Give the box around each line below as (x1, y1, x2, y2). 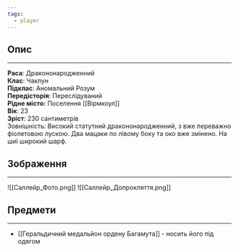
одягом (17, 236, 41, 246)
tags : (7, 10, 23, 18)
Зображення (7, 157, 68, 169)
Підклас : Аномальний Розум (7, 84, 95, 93)
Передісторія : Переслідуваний (7, 92, 102, 100)
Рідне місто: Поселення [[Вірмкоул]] (7, 99, 120, 107)
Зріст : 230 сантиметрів (7, 115, 79, 123)
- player (14, 17, 40, 24)
